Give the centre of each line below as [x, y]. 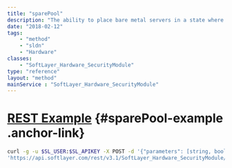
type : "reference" [33, 71]
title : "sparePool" [35, 13]
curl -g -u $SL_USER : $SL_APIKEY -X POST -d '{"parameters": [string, [109, 152]
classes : [20, 59]
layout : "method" [32, 78]
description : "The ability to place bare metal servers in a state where [116, 20]
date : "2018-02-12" [35, 26]
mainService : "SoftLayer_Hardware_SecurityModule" [83, 84]
